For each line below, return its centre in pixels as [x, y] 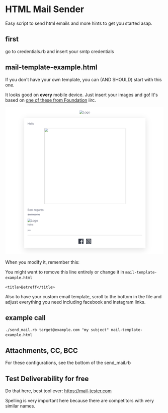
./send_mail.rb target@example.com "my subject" [57, 330]
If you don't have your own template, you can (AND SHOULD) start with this [83, 79]
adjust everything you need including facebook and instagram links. [75, 302]
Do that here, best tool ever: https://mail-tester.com [58, 391]
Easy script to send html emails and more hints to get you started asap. [79, 23]
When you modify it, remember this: [42, 262]
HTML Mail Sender [45, 9]
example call [26, 318]
